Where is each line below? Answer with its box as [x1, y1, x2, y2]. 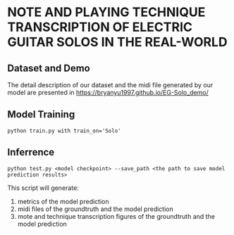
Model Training [7, 108, 75, 120]
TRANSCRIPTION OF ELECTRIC [7, 19, 192, 35]
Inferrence [7, 146, 55, 158]
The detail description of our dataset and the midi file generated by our [7, 81, 214, 89]
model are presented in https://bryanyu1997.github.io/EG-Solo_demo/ [7, 89, 209, 96]
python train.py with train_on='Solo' [7, 127, 121, 134]
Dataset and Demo [7, 62, 90, 74]
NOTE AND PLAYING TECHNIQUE [7, 4, 206, 20]
